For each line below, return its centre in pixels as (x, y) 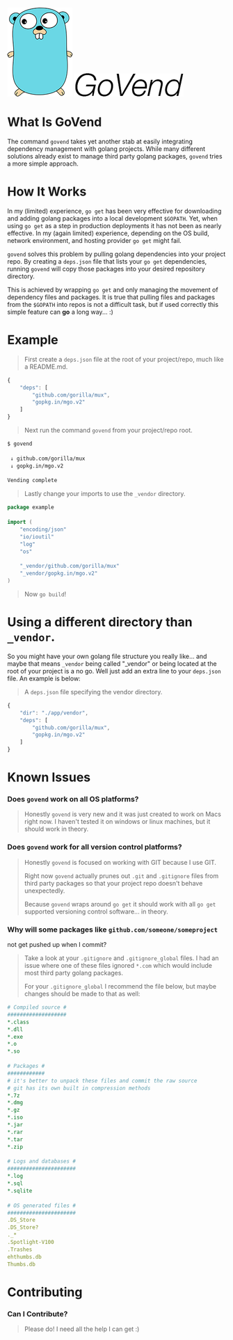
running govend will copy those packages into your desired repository (106, 269)
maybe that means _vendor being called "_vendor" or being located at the (112, 663)
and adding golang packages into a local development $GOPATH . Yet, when (112, 218)
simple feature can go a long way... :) (60, 312)
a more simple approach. (43, 163)
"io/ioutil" (37, 536)
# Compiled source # (37, 1007)
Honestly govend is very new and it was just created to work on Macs (122, 814)
